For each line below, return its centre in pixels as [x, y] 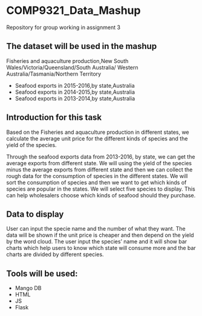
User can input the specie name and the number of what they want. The [96, 229]
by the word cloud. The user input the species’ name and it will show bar [97, 242]
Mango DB [28, 288]
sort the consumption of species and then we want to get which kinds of [96, 182]
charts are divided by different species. [55, 254]
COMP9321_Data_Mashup [73, 11]
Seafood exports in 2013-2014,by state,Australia [75, 98]
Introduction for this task [54, 118]
